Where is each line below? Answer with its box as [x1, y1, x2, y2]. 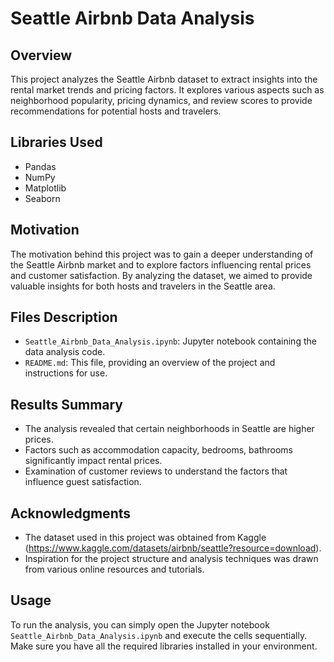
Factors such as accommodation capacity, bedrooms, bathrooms [24, 444, 293, 456]
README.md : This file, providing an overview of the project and [24, 357, 276, 369]
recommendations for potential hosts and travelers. [10, 105, 222, 117]
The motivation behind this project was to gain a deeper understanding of [10, 248, 314, 260]
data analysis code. [24, 346, 106, 358]
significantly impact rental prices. [24, 455, 163, 467]
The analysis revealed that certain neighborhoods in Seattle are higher [24, 423, 315, 435]
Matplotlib [24, 182, 67, 194]
